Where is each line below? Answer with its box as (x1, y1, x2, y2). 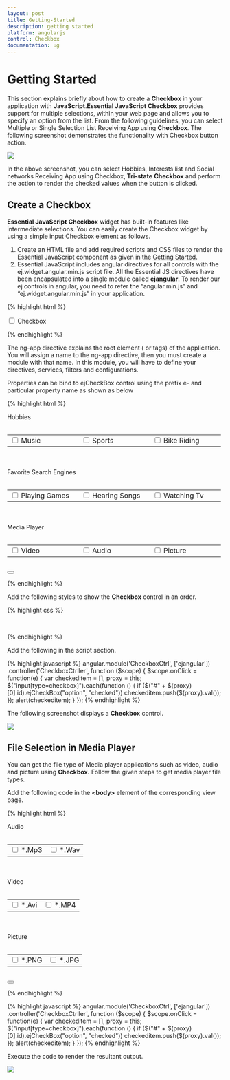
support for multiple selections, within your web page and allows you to (7, 109, 209, 117)
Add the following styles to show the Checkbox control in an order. (7, 593, 197, 601)
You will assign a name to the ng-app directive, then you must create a (7, 350, 207, 359)
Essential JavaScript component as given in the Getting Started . (16, 253, 198, 261)
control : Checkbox (7, 36, 60, 43)
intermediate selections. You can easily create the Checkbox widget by (7, 224, 208, 233)
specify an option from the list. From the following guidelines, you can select (7, 116, 223, 125)
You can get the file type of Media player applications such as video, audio (7, 760, 218, 768)
